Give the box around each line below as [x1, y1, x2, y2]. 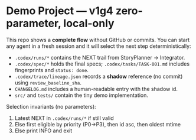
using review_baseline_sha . [14, 79, 81, 86]
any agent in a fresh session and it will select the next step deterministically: [6, 43, 191, 50]
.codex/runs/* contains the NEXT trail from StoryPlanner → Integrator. [14, 54, 185, 61]
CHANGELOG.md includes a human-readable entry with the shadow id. [14, 85, 178, 92]
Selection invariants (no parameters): [6, 103, 96, 110]
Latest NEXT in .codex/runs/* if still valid [14, 114, 114, 122]
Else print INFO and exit [14, 127, 73, 134]
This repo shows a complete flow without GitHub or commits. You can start [6, 36, 190, 43]
